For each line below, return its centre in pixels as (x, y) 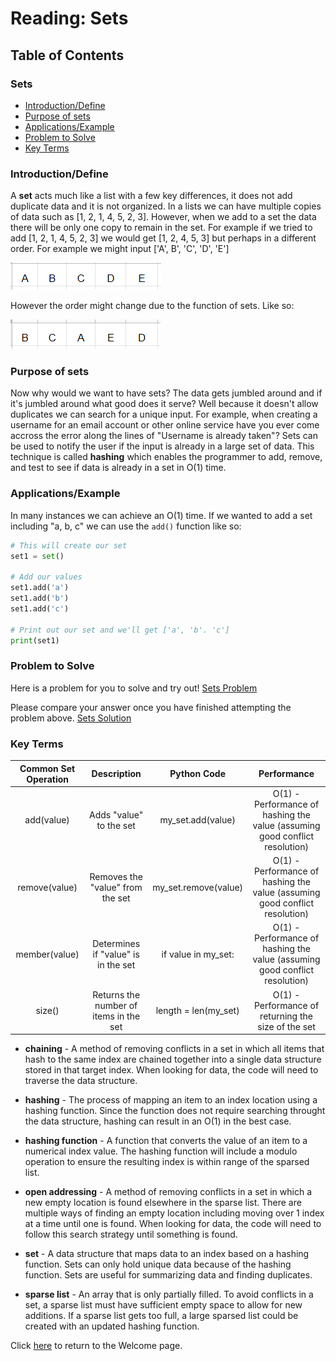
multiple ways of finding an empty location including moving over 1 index (174, 1213)
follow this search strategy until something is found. (131, 1234)
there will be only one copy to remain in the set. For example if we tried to (161, 228)
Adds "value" (116, 814)
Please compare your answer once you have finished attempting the (151, 707)
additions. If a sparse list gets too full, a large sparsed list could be (161, 1316)
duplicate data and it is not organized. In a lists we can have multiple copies (166, 206)
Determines (116, 943)
